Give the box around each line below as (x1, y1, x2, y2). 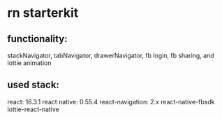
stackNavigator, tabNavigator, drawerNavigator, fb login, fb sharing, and (7, 51, 214, 59)
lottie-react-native (7, 105, 59, 113)
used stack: (7, 79, 59, 91)
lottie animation (7, 59, 52, 67)
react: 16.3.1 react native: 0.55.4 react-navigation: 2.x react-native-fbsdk (7, 97, 215, 106)
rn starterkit (7, 5, 79, 21)
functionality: (7, 33, 68, 45)
